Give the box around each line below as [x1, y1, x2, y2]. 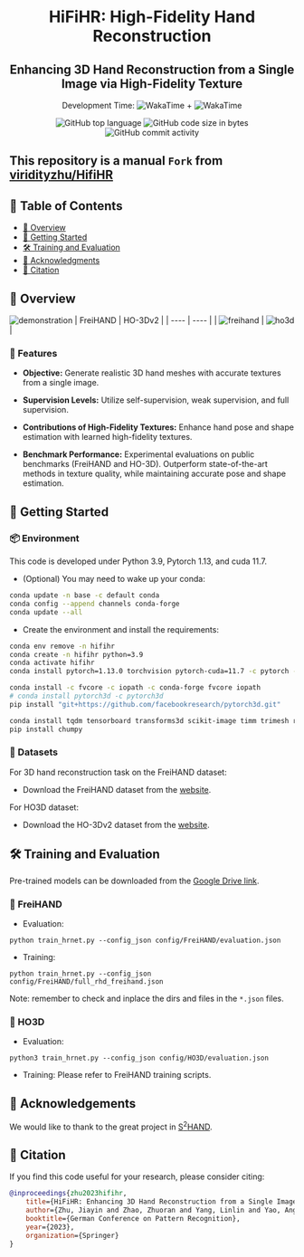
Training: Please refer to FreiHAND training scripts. [22, 1070, 212, 1081]
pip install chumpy [9, 725, 83, 734]
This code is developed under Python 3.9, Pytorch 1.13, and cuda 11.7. [9, 556, 267, 567]
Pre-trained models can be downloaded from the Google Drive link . [9, 875, 260, 886]
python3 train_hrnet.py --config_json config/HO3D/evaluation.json [9, 1053, 270, 1063]
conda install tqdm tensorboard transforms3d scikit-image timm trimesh [9, 716, 290, 725]
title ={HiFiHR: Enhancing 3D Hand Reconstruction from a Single [25, 1197, 273, 1206]
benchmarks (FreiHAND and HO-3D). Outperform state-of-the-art [22, 459, 269, 470]
